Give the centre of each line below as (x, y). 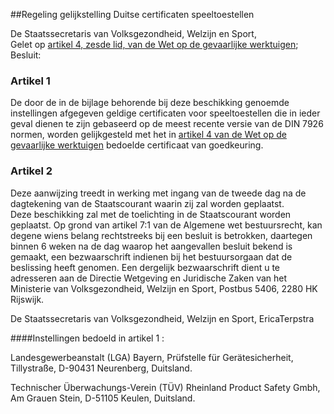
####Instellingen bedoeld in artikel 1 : (87, 338)
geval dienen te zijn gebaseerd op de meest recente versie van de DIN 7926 (167, 124)
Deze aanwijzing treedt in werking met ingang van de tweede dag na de (158, 193)
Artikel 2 (31, 171)
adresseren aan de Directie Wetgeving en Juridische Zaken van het (149, 278)
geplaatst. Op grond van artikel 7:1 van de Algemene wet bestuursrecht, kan (166, 225)
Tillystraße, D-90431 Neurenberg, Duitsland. (101, 368)
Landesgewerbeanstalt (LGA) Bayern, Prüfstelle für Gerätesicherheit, (152, 357)
